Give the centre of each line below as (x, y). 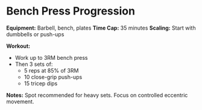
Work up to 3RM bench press (51, 57)
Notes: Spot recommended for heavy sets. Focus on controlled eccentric (97, 95)
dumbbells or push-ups (35, 34)
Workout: (18, 46)
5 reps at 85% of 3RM (51, 70)
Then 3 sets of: (34, 64)
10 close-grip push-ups (53, 77)
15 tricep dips (41, 83)
